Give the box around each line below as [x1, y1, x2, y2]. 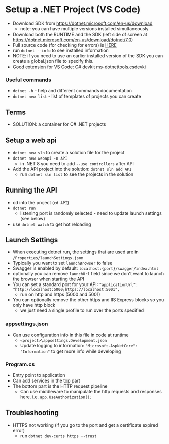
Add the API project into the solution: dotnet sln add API [12, 166, 132, 172]
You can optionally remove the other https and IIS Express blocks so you [12, 297, 164, 303]
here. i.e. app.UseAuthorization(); [20, 394, 92, 400]
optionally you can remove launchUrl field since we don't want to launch [12, 271, 164, 277]
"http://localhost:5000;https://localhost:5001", [12, 287, 120, 292]
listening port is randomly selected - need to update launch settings [20, 210, 162, 216]
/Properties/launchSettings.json [12, 256, 84, 261]
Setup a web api [5, 136, 57, 145]
